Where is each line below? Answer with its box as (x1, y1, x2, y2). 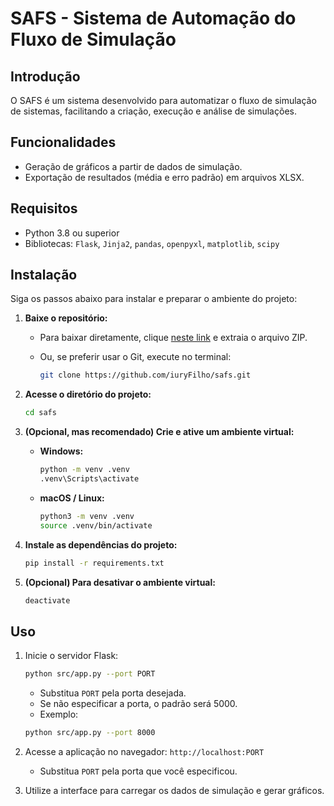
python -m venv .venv (39, 465, 130, 475)
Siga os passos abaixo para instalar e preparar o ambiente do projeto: (10, 293, 298, 305)
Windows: (39, 445, 84, 457)
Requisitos (10, 200, 78, 217)
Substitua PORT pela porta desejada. (39, 687, 187, 699)
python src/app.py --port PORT (24, 669, 156, 679)
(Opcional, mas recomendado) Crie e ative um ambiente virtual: (24, 426, 295, 438)
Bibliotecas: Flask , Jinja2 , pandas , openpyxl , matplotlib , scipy (24, 237, 280, 249)
